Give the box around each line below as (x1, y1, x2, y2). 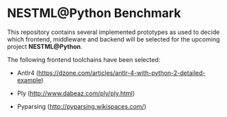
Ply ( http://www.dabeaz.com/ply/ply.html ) (16, 89, 135, 97)
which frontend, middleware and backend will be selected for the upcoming (7, 35, 220, 43)
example (16, 76, 42, 84)
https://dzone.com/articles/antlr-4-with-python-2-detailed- (38, 69, 206, 77)
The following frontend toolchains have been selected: (7, 55, 161, 63)
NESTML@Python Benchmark (7, 5, 181, 21)
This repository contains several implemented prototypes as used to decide (7, 28, 220, 36)
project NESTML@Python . (7, 42, 83, 50)
